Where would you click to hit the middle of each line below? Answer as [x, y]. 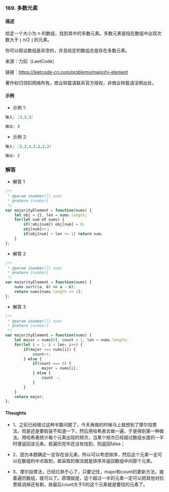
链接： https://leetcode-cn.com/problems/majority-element [67, 72]
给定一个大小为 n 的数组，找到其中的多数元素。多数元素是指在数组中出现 [81, 34]
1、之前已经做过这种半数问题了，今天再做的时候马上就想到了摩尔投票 [85, 425]
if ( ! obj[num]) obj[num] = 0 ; [54, 225]
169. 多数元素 [22, 8]
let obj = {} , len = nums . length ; [51, 215]
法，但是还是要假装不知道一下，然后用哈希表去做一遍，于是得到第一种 [86, 431]
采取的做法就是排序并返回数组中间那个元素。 [108, 461]
